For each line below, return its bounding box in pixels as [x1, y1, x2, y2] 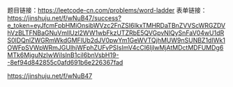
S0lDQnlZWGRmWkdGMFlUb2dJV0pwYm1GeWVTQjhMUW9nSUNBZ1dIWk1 [7, 36, 225, 44]
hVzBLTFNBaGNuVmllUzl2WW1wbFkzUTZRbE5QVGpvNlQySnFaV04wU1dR [7, 29, 225, 37]
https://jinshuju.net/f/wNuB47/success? [7, 14, 122, 22]
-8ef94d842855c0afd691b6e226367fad [7, 58, 123, 66]
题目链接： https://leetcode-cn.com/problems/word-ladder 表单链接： [7, 6, 207, 14]
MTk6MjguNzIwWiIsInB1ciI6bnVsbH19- [7, 51, 119, 59]
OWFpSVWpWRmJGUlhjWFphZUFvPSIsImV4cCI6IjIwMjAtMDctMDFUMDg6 [7, 44, 224, 52]
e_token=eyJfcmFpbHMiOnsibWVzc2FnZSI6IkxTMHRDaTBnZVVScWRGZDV [7, 22, 226, 29]
